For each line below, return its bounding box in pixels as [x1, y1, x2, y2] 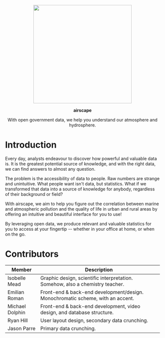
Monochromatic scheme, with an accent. [40, 295, 134, 302]
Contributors [5, 248, 59, 260]
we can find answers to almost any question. [5, 166, 96, 172]
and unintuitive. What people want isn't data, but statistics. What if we [5, 181, 146, 186]
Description [85, 266, 113, 273]
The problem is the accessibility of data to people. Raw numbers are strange [5, 175, 160, 182]
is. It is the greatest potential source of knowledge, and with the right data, [5, 160, 156, 167]
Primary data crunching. [40, 325, 96, 332]
